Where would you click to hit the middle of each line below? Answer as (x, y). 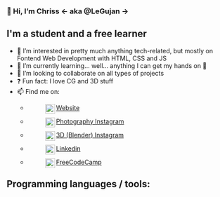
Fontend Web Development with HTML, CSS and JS (92, 58)
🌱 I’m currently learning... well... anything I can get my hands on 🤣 (112, 65)
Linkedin (68, 148)
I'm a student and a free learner (77, 34)
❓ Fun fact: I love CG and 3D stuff (65, 81)
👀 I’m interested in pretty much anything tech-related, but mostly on (115, 50)
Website (68, 107)
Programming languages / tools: (78, 184)
